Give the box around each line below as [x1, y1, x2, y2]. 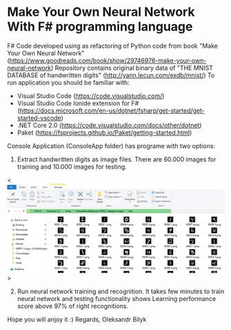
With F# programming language [7, 19, 193, 35]
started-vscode [17, 113, 62, 122]
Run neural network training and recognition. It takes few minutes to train [17, 287, 225, 295]
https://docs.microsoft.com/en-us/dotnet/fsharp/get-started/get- [19, 106, 205, 115]
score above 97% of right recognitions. [17, 302, 129, 311]
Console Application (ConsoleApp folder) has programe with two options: [7, 142, 216, 150]
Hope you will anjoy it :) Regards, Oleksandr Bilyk [7, 316, 147, 324]
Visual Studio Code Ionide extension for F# [17, 99, 139, 107]
